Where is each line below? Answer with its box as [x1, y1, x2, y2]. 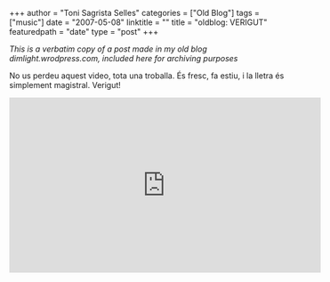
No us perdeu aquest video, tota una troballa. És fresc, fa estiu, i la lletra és [9, 70, 285, 81]
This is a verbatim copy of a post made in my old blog [9, 44, 207, 54]
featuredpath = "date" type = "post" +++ [9, 27, 159, 36]
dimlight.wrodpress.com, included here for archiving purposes [9, 53, 238, 63]
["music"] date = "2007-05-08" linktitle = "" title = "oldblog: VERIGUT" [9, 17, 268, 28]
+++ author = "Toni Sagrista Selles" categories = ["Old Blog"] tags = [9, 8, 261, 18]
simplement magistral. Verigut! [9, 80, 122, 90]
